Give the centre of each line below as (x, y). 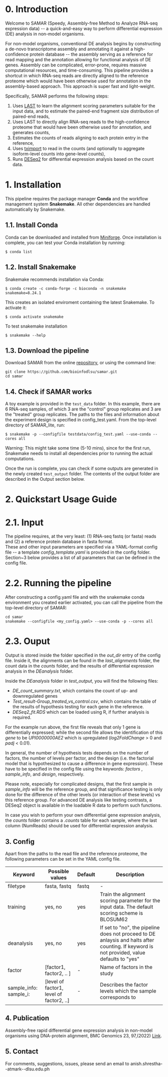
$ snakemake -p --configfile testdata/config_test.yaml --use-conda (78, 435)
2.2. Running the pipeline (58, 583)
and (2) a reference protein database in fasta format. (59, 542)
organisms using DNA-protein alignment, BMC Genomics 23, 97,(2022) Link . (84, 1035)
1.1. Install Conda (32, 225)
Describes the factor (124, 985)
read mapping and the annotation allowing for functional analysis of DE (78, 59)
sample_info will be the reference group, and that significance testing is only (84, 789)
